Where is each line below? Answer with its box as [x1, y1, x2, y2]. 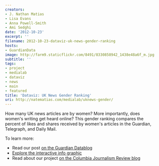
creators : [5, 7, 25, 12]
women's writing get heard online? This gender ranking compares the [5, 116, 144, 122]
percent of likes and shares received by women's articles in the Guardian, [5, 121, 152, 127]
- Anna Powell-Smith [5, 20, 47, 26]
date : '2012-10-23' [5, 30, 44, 34]
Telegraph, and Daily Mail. [5, 126, 57, 132]
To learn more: [5, 135, 34, 141]
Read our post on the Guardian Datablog [12, 145, 93, 151]
